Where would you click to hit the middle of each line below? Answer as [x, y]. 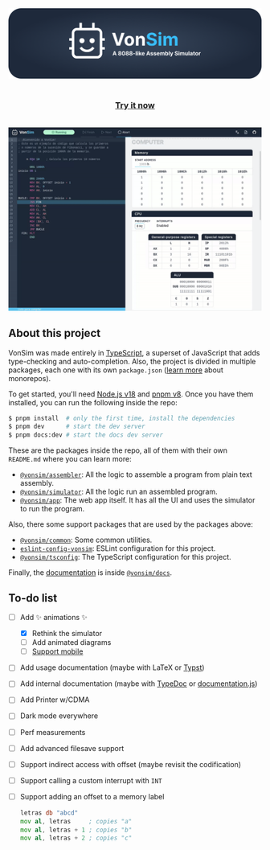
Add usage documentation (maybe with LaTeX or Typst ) [112, 667]
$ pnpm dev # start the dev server [77, 427]
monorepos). [30, 378]
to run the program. [52, 509]
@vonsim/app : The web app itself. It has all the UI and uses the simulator [137, 500]
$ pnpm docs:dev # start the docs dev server [86, 435]
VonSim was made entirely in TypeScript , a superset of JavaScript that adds [134, 352]
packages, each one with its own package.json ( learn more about [116, 370]
